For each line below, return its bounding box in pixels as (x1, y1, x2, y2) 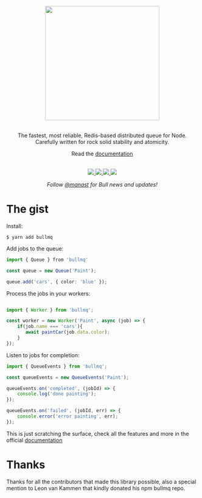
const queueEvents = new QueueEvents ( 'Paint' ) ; (6, 374, 130, 380)
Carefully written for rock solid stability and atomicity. (35, 138, 169, 145)
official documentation (6, 436, 63, 444)
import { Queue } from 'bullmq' (6, 257, 88, 263)
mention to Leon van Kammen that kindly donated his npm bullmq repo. (6, 484, 186, 492)
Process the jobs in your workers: (6, 290, 91, 297)
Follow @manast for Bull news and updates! (46, 181, 158, 188)
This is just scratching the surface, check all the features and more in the (6, 430, 189, 437)
